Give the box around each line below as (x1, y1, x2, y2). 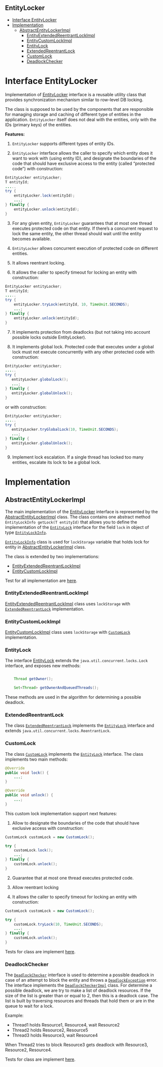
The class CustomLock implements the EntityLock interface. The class (5, 751, 144, 757)
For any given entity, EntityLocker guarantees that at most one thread (12, 220, 152, 226)
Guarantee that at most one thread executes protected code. (12, 875, 134, 881)
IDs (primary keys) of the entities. (5, 121, 72, 127)
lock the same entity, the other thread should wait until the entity (12, 230, 142, 236)
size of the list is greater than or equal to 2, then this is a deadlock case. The (5, 993, 158, 999)
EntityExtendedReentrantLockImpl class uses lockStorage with (5, 601, 130, 606)
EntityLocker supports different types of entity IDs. (12, 141, 115, 146)
